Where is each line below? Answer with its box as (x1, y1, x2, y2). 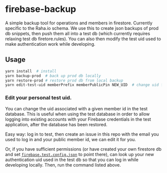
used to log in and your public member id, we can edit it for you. (5, 136, 136, 142)
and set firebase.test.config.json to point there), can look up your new (5, 151, 154, 157)
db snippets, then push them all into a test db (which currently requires (5, 30, 151, 36)
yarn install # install (5, 69, 57, 74)
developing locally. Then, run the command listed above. (5, 162, 121, 168)
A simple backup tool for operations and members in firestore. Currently (5, 20, 153, 26)
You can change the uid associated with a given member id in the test (5, 105, 148, 111)
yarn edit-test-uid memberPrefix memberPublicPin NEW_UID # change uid (5, 83, 159, 87)
